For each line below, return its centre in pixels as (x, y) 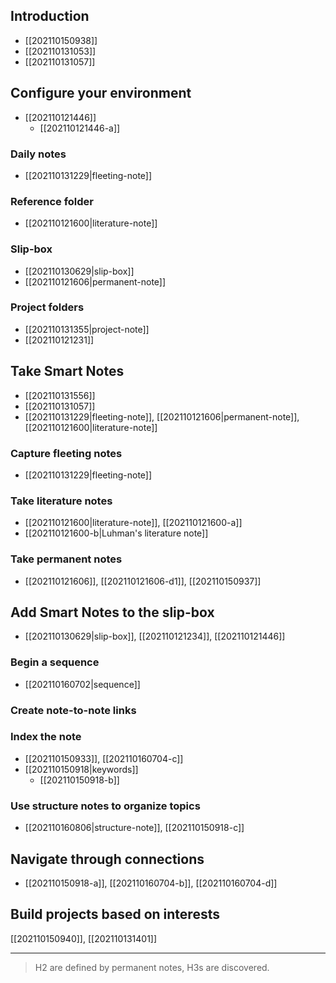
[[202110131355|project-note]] (87, 329)
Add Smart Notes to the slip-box (112, 612)
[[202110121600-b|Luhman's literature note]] (116, 533)
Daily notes (38, 154)
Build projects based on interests (115, 914)
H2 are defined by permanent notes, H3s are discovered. (152, 967)
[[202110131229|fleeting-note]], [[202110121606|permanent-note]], (162, 416)
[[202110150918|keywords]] (81, 769)
